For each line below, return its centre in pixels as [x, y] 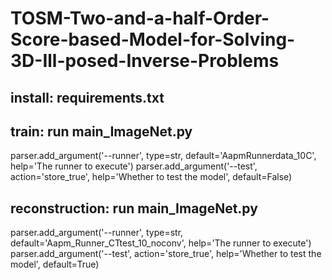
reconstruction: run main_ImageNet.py [134, 208]
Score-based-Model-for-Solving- [153, 39]
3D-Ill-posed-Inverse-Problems [145, 61]
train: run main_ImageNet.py [101, 131]
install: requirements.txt [87, 97]
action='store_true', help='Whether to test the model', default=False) [151, 177]
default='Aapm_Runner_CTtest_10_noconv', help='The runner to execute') [161, 243]
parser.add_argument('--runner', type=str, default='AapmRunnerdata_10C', [163, 156]
